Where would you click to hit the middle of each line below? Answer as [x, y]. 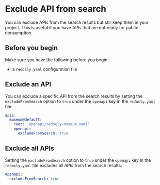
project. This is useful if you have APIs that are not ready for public [72, 27]
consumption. [19, 33]
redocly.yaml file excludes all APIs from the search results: [64, 165]
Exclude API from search [56, 9]
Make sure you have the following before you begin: [57, 60]
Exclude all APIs [30, 148]
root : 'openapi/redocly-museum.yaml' [52, 124]
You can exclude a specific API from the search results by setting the [74, 96]
